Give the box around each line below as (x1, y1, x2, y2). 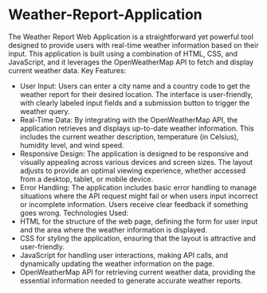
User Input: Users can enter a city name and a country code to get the (19, 81, 251, 91)
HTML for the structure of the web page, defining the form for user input (19, 217, 258, 226)
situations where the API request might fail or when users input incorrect (19, 191, 258, 201)
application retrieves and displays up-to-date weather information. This (19, 123, 254, 133)
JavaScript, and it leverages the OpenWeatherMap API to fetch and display (8, 57, 253, 67)
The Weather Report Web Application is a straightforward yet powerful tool (8, 32, 253, 41)
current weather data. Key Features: (8, 65, 127, 75)
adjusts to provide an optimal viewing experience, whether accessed (19, 166, 246, 175)
